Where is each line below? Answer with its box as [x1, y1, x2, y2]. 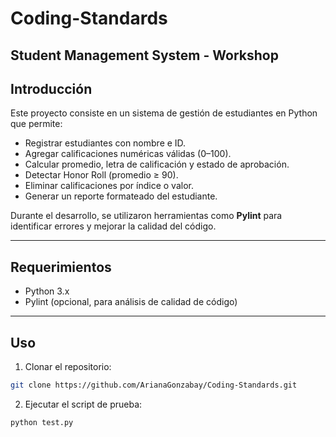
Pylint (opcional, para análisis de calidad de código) [24, 296, 238, 308]
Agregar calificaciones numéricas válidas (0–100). [24, 148, 232, 160]
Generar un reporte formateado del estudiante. [24, 190, 218, 202]
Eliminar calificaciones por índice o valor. [24, 180, 194, 192]
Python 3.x [24, 285, 70, 297]
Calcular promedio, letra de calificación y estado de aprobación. [24, 158, 290, 171]
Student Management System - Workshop [10, 47, 279, 64]
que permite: [10, 118, 63, 130]
